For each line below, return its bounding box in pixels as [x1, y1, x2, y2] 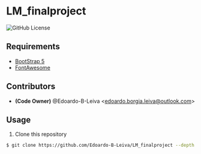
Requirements [6, 42, 60, 52]
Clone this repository [14, 131, 67, 138]
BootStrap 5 [14, 57, 45, 64]
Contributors [6, 81, 56, 91]
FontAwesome [14, 64, 51, 71]
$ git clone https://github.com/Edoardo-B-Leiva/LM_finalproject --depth [6, 143, 195, 149]
